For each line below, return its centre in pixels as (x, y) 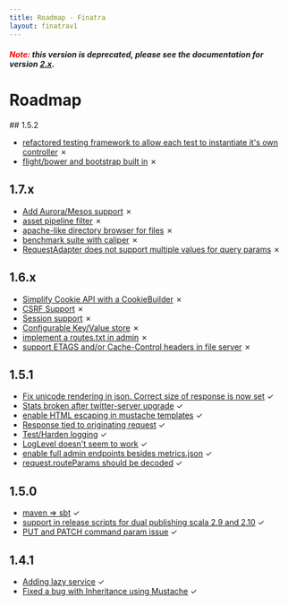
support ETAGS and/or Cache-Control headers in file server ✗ (137, 347)
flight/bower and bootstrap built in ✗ (89, 161)
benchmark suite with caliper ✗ (80, 239)
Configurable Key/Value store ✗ (81, 327)
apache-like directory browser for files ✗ (97, 230)
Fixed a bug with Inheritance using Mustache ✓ (110, 592)
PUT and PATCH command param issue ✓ (100, 532)
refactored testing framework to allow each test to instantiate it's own (150, 143)
